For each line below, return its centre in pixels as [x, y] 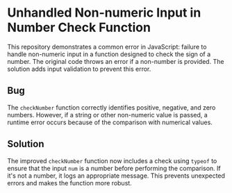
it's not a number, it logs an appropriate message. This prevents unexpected [116, 176]
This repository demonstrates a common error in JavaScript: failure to [107, 47]
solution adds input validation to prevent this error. [79, 69]
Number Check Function [79, 27]
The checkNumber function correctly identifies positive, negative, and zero [111, 107]
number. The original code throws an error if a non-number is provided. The [116, 61]
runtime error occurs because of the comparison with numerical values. [110, 122]
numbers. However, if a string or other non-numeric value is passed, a [108, 115]
